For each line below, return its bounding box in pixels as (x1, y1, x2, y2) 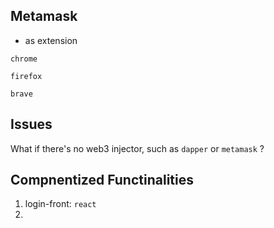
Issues (10, 116, 53, 133)
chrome (10, 54, 38, 64)
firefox (10, 71, 43, 81)
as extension (24, 34, 78, 46)
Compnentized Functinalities (10, 172, 194, 189)
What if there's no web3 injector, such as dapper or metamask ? (10, 142, 265, 154)
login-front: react (24, 198, 97, 210)
